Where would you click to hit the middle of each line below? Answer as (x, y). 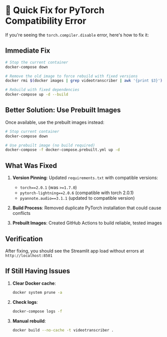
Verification (24, 239)
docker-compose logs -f (37, 311)
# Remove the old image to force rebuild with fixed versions (71, 76)
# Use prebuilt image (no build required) (50, 145)
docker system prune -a (37, 292)
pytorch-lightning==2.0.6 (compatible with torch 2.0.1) (77, 193)
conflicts (22, 213)
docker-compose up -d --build (37, 95)
